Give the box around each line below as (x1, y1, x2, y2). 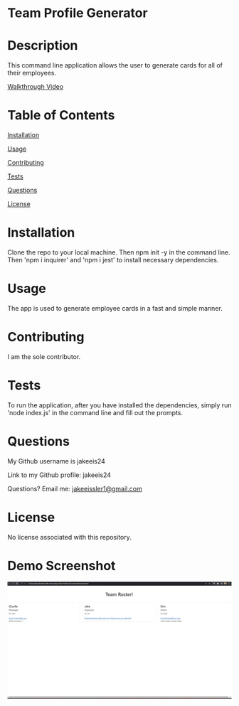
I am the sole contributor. (7, 352, 81, 360)
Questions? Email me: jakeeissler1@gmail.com (7, 484, 142, 493)
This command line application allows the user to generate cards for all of (7, 61, 223, 70)
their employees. (7, 69, 57, 77)
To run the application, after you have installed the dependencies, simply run (7, 400, 232, 410)
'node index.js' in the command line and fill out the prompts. (7, 408, 184, 417)
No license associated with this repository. (7, 533, 132, 541)
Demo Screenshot (7, 557, 116, 574)
